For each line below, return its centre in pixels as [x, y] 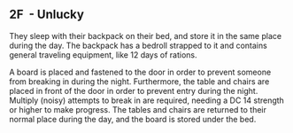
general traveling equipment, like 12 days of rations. [103, 55]
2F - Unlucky [46, 15]
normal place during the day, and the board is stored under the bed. [133, 119]
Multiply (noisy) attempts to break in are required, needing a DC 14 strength [147, 100]
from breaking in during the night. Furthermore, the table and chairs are [139, 81]
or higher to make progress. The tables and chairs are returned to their [138, 109]
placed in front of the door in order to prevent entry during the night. [134, 90]
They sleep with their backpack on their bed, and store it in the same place [145, 35]
